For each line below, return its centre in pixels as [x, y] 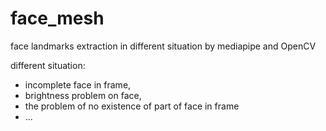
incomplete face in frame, [78, 84]
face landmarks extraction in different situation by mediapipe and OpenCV [163, 46]
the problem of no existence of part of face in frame [132, 106]
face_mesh [57, 18]
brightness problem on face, [83, 95]
